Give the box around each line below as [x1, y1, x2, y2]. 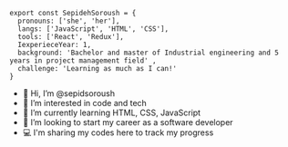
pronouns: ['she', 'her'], [17, 16, 120, 25]
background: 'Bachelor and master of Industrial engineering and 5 [17, 48, 280, 57]
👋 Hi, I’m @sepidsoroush [22, 88, 116, 99]
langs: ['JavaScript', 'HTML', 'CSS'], [17, 24, 170, 34]
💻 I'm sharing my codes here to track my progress [22, 127, 214, 138]
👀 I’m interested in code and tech [22, 98, 148, 108]
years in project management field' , [9, 56, 157, 65]
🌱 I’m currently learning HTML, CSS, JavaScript [22, 107, 201, 118]
